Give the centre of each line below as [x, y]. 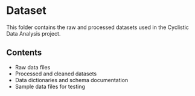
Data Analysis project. [34, 33]
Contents [24, 53]
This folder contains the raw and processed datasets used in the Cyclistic [97, 27]
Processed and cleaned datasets [56, 74]
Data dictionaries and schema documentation [72, 80]
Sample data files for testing [50, 86]
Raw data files [33, 67]
